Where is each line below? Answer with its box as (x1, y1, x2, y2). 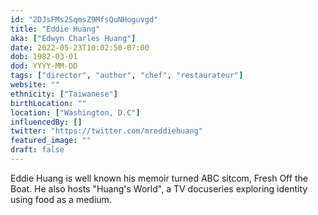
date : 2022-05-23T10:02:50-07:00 (10, 42, 150, 53)
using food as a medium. (10, 193, 112, 205)
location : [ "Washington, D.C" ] (10, 107, 141, 118)
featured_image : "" (10, 136, 92, 146)
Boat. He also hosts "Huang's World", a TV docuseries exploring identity (10, 182, 308, 195)
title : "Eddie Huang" (10, 24, 101, 34)
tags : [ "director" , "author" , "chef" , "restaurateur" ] (10, 71, 244, 81)
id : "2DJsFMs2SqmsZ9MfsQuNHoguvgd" (10, 14, 159, 25)
